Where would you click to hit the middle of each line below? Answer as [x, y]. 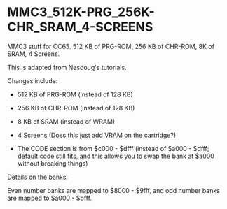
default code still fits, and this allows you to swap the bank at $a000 [116, 156]
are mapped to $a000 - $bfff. [50, 198]
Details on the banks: [38, 177]
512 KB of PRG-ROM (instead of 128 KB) [75, 94]
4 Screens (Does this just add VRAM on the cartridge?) [97, 135]
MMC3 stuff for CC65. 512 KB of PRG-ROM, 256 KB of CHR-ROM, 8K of [111, 46]
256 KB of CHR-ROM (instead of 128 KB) [76, 108]
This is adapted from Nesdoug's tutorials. [67, 67]
